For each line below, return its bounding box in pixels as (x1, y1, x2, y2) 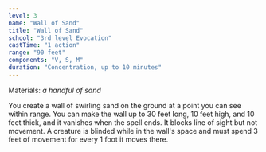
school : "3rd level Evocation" (8, 33, 112, 42)
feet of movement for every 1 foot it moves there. (8, 134, 169, 144)
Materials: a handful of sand (8, 85, 102, 95)
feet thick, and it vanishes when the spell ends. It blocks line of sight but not (8, 117, 258, 127)
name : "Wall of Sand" (8, 19, 80, 27)
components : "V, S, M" (8, 57, 84, 64)
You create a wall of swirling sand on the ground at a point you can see (8, 100, 241, 110)
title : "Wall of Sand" (8, 26, 84, 34)
